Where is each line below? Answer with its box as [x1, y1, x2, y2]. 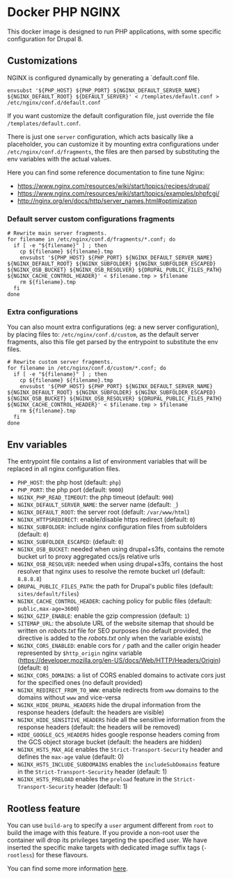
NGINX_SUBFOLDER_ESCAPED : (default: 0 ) [17, 538, 124, 546]
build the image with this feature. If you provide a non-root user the [7, 828, 200, 836]
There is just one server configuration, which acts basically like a [7, 132, 193, 140]
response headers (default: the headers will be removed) [17, 723, 181, 732]
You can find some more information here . [7, 864, 129, 873]
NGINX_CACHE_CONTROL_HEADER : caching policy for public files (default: [17, 597, 212, 605]
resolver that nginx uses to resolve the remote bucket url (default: [17, 567, 205, 576]
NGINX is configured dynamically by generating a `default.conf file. [7, 73, 200, 82]
